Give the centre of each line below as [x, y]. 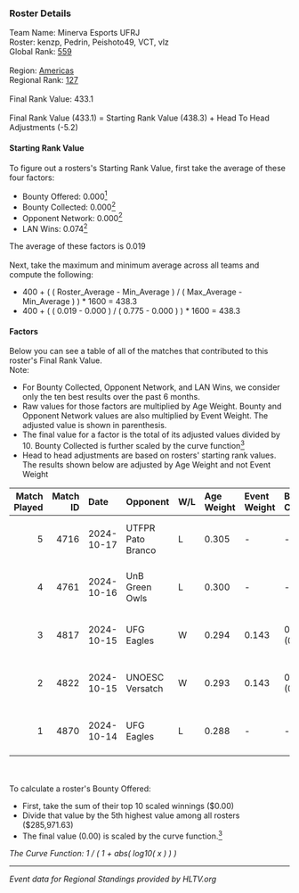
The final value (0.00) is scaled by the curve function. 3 [122, 835]
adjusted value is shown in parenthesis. [94, 426]
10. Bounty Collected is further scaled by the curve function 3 [133, 445]
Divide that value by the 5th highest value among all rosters [131, 815]
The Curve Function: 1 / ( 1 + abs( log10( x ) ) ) [93, 853]
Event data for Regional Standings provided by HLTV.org [113, 879]
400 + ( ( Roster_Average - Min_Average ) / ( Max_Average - [132, 292]
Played [28, 507]
